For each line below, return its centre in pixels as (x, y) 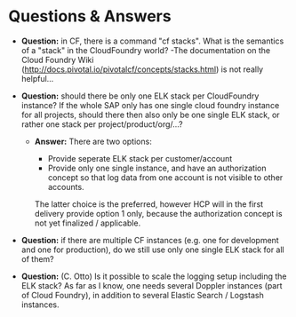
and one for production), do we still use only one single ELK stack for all (153, 250)
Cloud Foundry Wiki (57, 59)
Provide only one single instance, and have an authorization (157, 168)
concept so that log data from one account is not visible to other (165, 177)
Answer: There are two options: (93, 141)
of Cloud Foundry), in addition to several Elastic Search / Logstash (142, 295)
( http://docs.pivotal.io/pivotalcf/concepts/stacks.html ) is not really (142, 69)
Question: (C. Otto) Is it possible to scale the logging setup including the (154, 276)
